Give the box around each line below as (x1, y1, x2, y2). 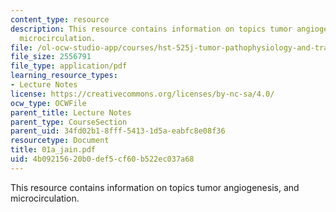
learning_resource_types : (10, 71, 118, 81)
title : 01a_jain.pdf (10, 145, 97, 155)
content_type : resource (10, 14, 110, 25)
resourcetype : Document (10, 136, 110, 146)
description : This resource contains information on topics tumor (10, 24, 293, 34)
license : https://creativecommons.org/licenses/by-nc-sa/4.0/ (10, 89, 275, 99)
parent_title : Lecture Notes (10, 107, 132, 118)
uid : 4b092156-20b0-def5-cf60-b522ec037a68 (10, 154, 195, 164)
